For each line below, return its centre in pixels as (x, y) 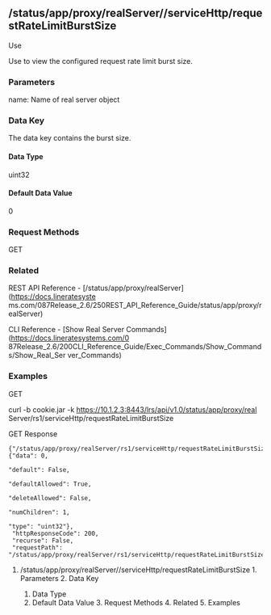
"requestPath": (37, 548)
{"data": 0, (28, 456)
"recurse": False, (43, 541)
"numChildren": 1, (39, 512)
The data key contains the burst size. (70, 138)
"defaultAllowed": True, (50, 484)
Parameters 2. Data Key (59, 578)
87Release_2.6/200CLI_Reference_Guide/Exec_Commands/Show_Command (135, 347)
